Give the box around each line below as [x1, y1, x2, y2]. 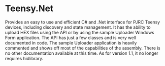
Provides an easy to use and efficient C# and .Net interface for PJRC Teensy [5, 19, 160, 25]
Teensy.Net [5, 3, 54, 14]
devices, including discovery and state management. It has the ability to [5, 24, 151, 30]
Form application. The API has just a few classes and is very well [5, 35, 136, 41]
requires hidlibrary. [5, 55, 43, 61]
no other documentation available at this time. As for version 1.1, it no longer [5, 50, 159, 56]
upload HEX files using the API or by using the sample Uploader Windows [5, 29, 154, 35]
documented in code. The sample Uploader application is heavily [5, 40, 137, 45]
